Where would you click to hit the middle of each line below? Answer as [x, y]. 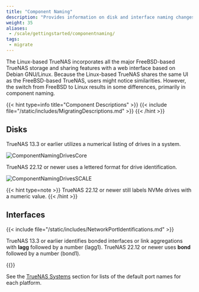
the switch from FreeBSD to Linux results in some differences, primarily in [96, 87]
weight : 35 [20, 23]
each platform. [24, 283]
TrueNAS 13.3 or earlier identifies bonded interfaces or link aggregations [94, 240]
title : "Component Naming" [39, 12]
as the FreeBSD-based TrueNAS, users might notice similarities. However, [96, 80]
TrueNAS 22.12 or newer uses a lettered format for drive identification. [92, 167]
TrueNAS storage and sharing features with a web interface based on [91, 68]
